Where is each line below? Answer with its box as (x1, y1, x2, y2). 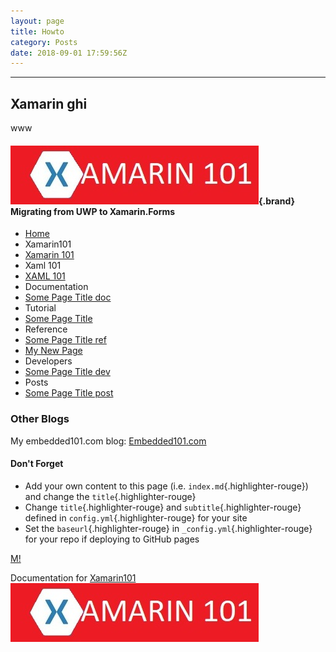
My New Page (24, 345, 83, 357)
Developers (24, 355, 73, 367)
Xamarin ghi (10, 95, 88, 112)
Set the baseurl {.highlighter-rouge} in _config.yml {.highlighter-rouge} (24, 522, 313, 534)
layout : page (10, 16, 65, 26)
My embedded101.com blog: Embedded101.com (10, 435, 207, 447)
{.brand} (258, 195, 296, 207)
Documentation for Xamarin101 (10, 571, 137, 584)
